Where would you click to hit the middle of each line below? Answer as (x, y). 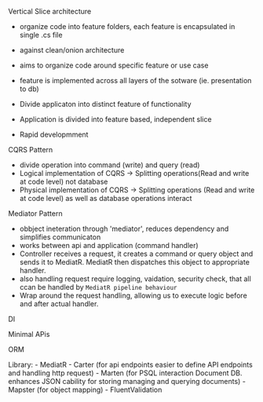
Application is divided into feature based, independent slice (115, 119)
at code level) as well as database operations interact (106, 198)
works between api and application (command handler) (109, 245)
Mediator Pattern (35, 214)
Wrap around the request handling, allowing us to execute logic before (133, 295)
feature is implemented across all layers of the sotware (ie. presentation (135, 80)
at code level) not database (64, 181)
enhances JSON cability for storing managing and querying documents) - (127, 381)
